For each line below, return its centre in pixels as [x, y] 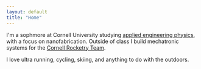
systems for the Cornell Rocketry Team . [56, 48]
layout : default [27, 12]
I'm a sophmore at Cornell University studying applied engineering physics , [101, 34]
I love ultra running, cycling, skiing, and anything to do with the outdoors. [98, 59]
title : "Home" [24, 18]
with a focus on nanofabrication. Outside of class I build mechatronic [93, 41]
